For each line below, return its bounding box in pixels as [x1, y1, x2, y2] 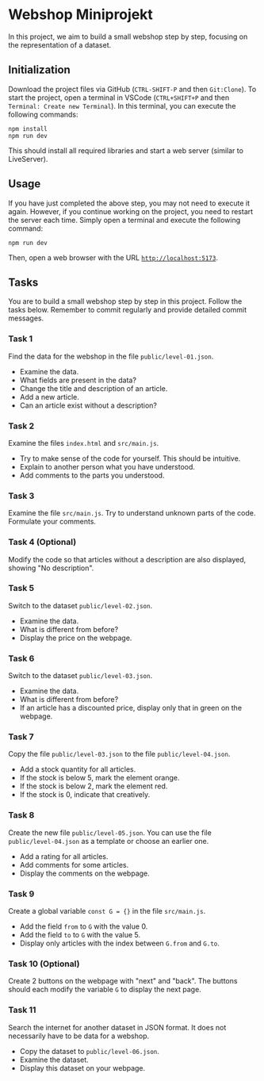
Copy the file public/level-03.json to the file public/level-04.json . [8, 749, 231, 759]
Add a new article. [19, 392, 79, 401]
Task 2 [8, 420, 35, 431]
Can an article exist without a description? [19, 401, 157, 410]
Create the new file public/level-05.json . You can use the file [8, 827, 212, 838]
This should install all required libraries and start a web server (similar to [8, 145, 244, 155]
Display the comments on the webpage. [19, 868, 151, 878]
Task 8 [8, 810, 35, 821]
